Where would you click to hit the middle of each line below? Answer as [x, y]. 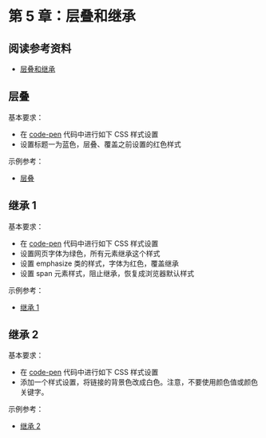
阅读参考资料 [40, 48]
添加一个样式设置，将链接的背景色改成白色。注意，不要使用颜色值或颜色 [139, 382]
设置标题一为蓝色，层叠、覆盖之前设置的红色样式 [100, 144]
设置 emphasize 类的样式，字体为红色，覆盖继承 [99, 263]
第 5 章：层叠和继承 [72, 16]
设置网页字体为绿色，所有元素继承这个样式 [90, 253]
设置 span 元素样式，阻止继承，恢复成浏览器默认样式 [107, 273]
